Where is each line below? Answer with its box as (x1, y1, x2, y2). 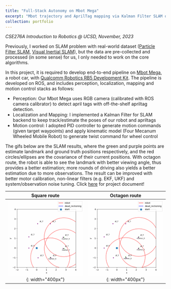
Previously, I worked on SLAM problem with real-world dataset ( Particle (5, 43, 155, 49)
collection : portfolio (5, 19, 53, 24)
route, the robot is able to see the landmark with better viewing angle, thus (5, 159, 161, 165)
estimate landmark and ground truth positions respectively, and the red (5, 149, 154, 155)
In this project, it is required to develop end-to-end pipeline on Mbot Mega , (5, 69, 162, 76)
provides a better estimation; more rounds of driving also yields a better (5, 165, 156, 171)
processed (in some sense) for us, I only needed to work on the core (5, 54, 149, 61)
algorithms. (5, 60, 29, 66)
